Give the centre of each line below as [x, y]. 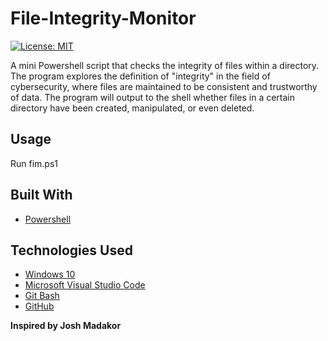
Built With [41, 195]
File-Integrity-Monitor [103, 18]
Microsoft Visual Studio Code [85, 285]
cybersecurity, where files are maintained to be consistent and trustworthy [164, 86]
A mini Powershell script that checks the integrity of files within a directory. [165, 65]
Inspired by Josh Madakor [66, 326]
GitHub [39, 306]
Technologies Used [71, 250]
